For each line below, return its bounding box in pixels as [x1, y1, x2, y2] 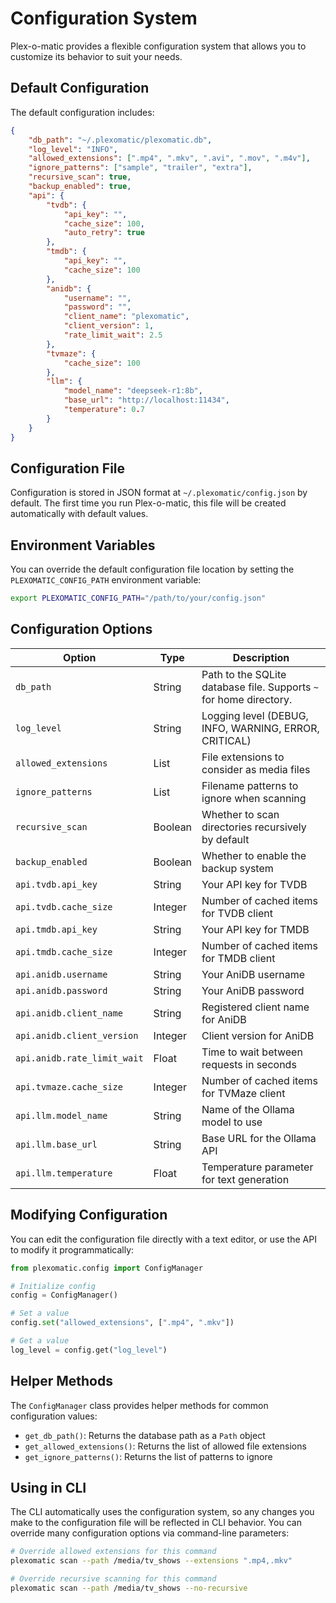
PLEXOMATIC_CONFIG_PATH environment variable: [10, 574, 202, 586]
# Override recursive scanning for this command [10, 1574, 217, 1584]
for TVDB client [201, 906, 274, 920]
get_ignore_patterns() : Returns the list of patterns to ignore [24, 1450, 273, 1462]
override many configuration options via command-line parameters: [10, 1527, 290, 1539]
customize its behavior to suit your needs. [10, 50, 183, 62]
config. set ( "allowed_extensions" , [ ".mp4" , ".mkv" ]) [10, 1318, 235, 1328]
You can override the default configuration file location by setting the [10, 563, 295, 576]
